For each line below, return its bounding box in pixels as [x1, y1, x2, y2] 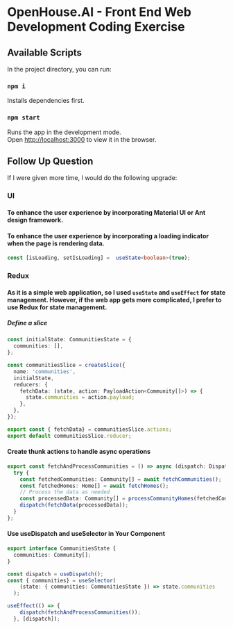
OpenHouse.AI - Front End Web [7, 4, 192, 20]
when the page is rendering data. [7, 239, 105, 247]
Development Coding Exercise [7, 19, 185, 35]
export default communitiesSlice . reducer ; [7, 432, 132, 439]
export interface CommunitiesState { [7, 545, 116, 553]
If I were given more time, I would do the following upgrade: [7, 174, 178, 182]
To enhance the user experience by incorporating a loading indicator [7, 231, 209, 240]
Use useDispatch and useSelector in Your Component [7, 530, 165, 538]
